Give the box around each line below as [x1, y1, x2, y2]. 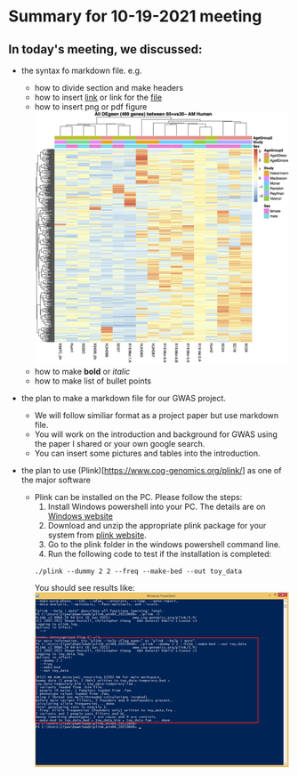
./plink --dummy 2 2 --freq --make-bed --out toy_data [34, 567, 242, 576]
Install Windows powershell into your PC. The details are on [47, 501, 266, 513]
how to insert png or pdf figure [34, 101, 148, 112]
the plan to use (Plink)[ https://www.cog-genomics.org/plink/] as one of [20, 465, 282, 476]
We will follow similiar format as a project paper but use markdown [34, 410, 279, 421]
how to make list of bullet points [34, 376, 152, 386]
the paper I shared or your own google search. [34, 439, 205, 449]
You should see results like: [34, 583, 135, 594]
